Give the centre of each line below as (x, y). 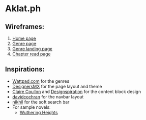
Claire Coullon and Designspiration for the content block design (76, 92)
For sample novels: (31, 107)
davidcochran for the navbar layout (48, 96)
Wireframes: (25, 27)
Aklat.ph (23, 9)
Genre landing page (32, 49)
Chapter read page (31, 54)
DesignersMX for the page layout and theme (57, 86)
